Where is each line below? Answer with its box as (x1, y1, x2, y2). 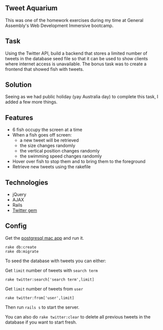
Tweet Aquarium (5, 4, 58, 12)
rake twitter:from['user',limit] (5, 295, 75, 301)
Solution (5, 81, 32, 89)
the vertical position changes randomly (19, 148, 100, 154)
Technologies (5, 178, 49, 186)
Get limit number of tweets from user (5, 286, 83, 292)
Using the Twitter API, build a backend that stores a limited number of (5, 50, 148, 56)
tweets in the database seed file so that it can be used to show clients (5, 55, 148, 61)
